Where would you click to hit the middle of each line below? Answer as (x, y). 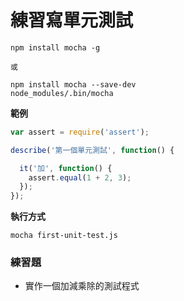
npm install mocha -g (55, 47)
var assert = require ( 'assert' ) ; (80, 132)
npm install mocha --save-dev (73, 84)
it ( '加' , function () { (66, 168)
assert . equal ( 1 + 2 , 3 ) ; (80, 177)
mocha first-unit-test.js (64, 236)
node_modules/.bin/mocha (62, 93)
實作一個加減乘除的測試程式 (82, 286)
